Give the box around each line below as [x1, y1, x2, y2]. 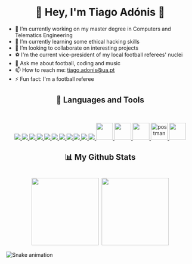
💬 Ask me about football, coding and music [14, 59, 121, 66]
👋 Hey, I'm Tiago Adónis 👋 [35, 5, 165, 19]
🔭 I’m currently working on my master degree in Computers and [14, 25, 171, 32]
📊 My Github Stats [64, 152, 136, 162]
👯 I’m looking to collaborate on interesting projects [14, 44, 139, 51]
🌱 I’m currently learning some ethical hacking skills [14, 38, 140, 45]
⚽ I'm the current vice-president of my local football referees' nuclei [14, 51, 183, 58]
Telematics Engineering [14, 31, 73, 38]
